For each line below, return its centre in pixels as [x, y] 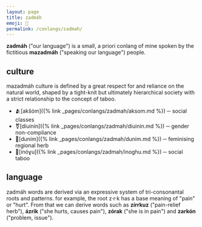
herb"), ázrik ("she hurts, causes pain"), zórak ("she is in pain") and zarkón [101, 211]
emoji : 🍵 [17, 23]
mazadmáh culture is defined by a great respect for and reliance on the [95, 86]
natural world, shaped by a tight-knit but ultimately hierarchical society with [101, 93]
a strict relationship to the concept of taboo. [61, 99]
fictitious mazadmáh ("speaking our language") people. [76, 53]
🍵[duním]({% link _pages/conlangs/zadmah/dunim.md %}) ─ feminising [104, 139]
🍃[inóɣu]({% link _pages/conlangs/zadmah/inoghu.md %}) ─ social [99, 152]
